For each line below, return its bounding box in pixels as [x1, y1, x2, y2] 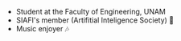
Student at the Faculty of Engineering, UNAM [15, 7, 167, 16]
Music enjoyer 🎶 [15, 24, 70, 33]
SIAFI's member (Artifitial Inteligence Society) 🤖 [15, 15, 175, 25]
